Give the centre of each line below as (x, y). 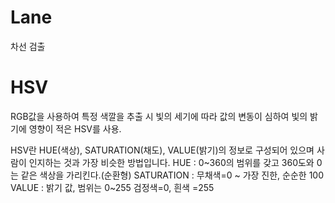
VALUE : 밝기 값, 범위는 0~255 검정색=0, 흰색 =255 (112, 187)
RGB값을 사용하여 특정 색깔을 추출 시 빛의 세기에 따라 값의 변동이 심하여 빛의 (159, 116)
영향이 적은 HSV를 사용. (75, 128)
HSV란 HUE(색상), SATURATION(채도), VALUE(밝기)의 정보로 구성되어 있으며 (162, 150)
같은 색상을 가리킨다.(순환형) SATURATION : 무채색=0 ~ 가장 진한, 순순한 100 (172, 175)
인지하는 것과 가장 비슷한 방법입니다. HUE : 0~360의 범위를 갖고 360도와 (171, 162)
